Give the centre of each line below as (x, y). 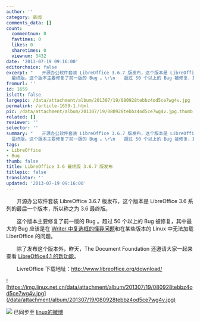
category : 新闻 (24, 17)
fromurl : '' (21, 84)
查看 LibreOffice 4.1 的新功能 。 (43, 256)
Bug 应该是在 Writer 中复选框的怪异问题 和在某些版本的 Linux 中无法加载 (106, 228)
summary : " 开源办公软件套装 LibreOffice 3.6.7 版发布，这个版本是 (87, 134)
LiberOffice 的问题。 (31, 236)
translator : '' (25, 178)
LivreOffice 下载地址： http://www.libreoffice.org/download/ (89, 269)
